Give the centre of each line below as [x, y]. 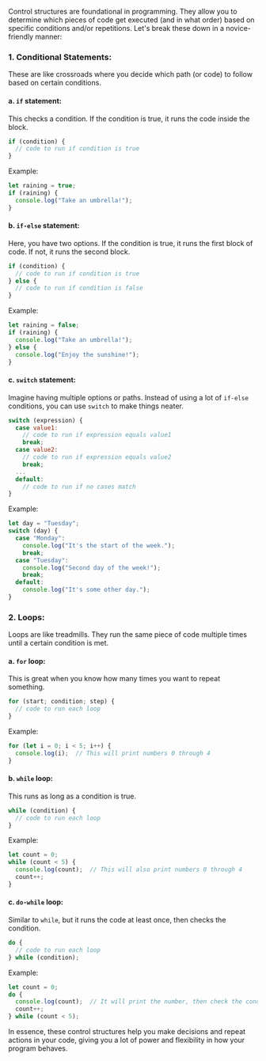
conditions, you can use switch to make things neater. [96, 406]
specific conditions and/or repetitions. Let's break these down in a [116, 28]
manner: [49, 36]
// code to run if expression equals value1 [97, 435]
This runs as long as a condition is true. [72, 796]
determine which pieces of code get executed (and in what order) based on [131, 20]
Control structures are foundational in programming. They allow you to [123, 11]
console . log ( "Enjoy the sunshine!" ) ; [78, 354]
